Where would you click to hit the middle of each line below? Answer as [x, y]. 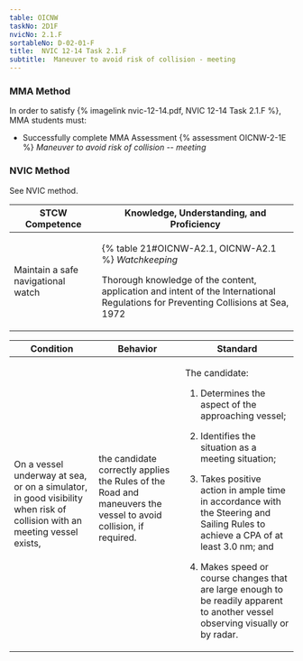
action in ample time [243, 490]
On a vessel [39, 464]
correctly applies [134, 470]
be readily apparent [242, 601]
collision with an [48, 520]
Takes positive [230, 479]
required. [118, 537]
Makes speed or [234, 566]
